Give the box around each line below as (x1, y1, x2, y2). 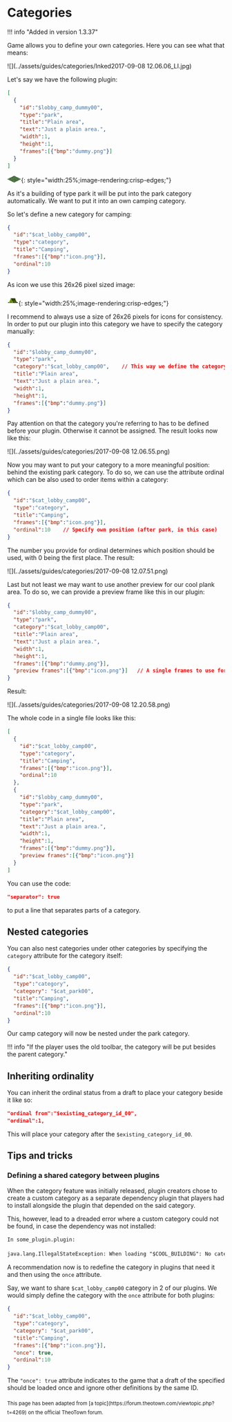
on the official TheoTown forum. (28, 1409, 104, 1416)
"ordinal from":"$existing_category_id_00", (7, 1110, 137, 1117)
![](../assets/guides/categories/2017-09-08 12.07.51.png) (7, 567, 168, 575)
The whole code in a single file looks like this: (7, 714, 136, 722)
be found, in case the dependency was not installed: (7, 1222, 157, 1230)
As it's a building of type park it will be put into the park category (7, 189, 192, 198)
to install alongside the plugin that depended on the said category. (7, 1201, 195, 1209)
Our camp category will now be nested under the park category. (7, 1029, 190, 1038)
